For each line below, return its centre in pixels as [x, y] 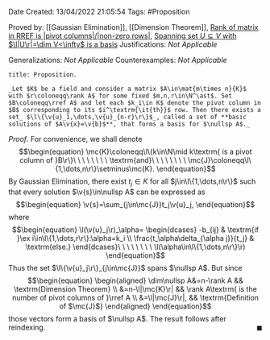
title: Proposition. [43, 75]
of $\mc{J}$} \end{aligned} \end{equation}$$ [135, 306]
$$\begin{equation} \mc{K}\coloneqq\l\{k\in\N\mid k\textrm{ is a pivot [135, 151]
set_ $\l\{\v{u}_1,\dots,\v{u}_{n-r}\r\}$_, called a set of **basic [128, 117]
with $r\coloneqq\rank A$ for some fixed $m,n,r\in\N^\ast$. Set [120, 96]
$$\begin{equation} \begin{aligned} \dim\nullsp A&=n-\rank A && [135, 280]
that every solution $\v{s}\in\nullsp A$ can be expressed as [107, 192]
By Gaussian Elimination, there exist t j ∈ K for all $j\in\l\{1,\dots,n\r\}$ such [132, 182]
